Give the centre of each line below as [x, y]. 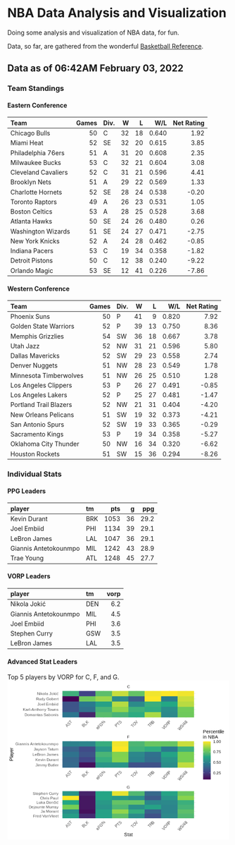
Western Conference [39, 288]
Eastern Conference [37, 105]
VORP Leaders [29, 576]
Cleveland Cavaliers [39, 172]
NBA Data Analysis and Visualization [117, 13]
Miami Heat [27, 143]
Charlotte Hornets [36, 192]
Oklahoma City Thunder [45, 444]
